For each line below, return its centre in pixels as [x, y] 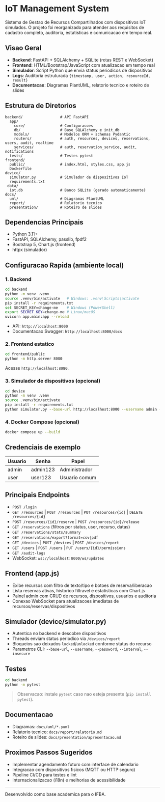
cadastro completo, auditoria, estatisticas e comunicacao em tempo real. [79, 32]
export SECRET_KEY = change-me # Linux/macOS [50, 312]
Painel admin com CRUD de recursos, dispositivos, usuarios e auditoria [84, 596]
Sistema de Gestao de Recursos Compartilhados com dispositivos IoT [76, 22]
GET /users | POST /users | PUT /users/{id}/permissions [69, 548]
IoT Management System [57, 9]
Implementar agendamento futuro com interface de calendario [75, 764]
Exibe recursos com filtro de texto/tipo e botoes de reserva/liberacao [82, 585]
